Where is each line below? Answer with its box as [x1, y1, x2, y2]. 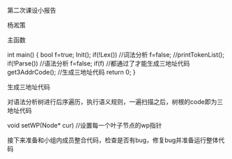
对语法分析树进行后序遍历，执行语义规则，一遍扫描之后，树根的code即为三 [7, 98, 224, 106]
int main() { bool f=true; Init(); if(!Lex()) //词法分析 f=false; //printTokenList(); [7, 51, 225, 59]
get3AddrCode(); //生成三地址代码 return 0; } [7, 68, 136, 76]
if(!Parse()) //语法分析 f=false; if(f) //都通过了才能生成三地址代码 [7, 59, 190, 68]
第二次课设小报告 [7, 6, 56, 14]
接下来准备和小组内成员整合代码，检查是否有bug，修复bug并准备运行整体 [7, 136, 219, 144]
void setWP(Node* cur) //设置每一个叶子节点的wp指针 [7, 121, 162, 129]
